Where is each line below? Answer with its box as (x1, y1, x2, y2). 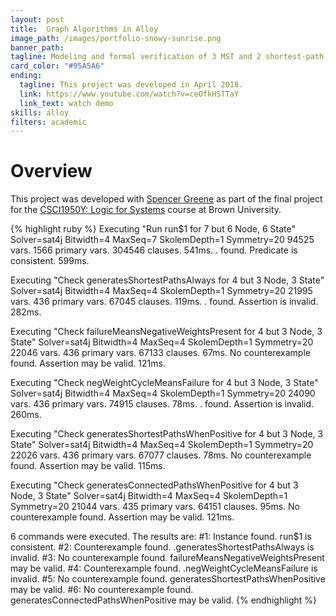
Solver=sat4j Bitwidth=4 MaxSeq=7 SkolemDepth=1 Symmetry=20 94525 (10, 234, 315, 246)
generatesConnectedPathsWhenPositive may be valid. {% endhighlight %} (10, 594, 318, 606)
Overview (10, 160, 93, 183)
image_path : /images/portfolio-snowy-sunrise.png (10, 33, 222, 43)
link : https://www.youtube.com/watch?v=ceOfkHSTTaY (19, 89, 240, 99)
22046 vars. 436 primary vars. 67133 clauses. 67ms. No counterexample (10, 347, 311, 359)
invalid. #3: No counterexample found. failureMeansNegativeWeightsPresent (10, 552, 325, 564)
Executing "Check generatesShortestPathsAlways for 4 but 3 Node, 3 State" (10, 274, 325, 286)
